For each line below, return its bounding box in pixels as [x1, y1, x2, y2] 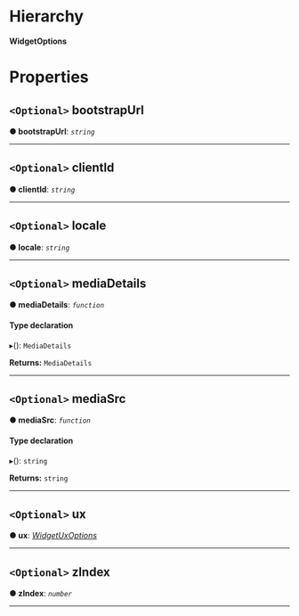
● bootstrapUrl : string [9, 126, 95, 136]
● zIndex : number [9, 588, 73, 599]
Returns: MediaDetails [9, 357, 93, 367]
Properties [9, 67, 89, 87]
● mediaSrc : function [9, 415, 92, 425]
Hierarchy [9, 6, 85, 27]
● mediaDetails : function [9, 300, 105, 310]
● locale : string [9, 242, 70, 252]
